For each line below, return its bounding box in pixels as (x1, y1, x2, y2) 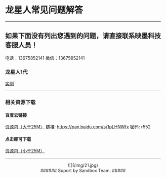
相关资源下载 (5, 99, 36, 106)
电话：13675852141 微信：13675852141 (5, 55, 85, 61)
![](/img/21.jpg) (68, 162, 98, 168)
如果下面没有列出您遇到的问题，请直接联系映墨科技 (5, 32, 161, 40)
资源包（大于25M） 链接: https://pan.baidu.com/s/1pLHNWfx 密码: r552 (5, 124, 151, 130)
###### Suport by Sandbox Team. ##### (40, 168, 126, 174)
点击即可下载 (5, 136, 31, 142)
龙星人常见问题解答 (5, 4, 83, 16)
